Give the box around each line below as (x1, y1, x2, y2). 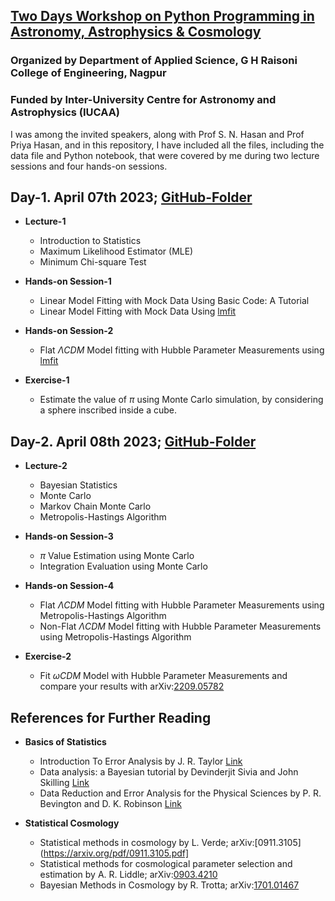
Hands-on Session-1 (24, 275, 112, 288)
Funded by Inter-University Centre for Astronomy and (10, 93, 277, 107)
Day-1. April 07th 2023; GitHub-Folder (10, 189, 253, 206)
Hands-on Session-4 (24, 580, 115, 592)
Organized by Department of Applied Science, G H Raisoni (10, 54, 298, 68)
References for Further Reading (10, 709, 212, 726)
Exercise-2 (24, 650, 72, 663)
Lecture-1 (24, 215, 67, 228)
